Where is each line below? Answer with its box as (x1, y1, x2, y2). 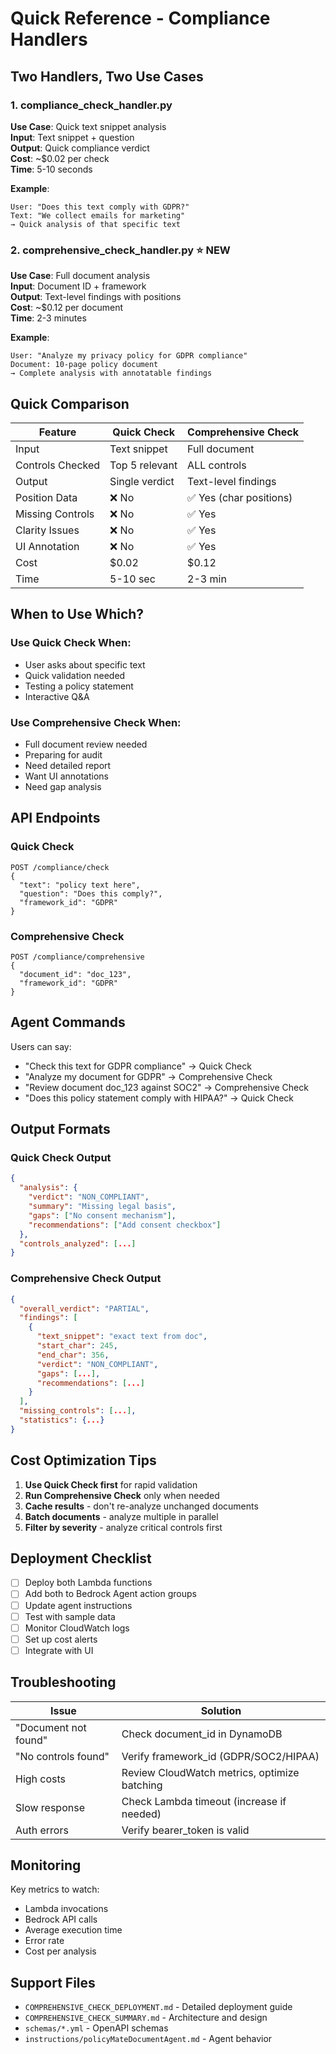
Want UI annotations (24, 770, 109, 782)
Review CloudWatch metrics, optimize (121, 1765, 300, 1779)
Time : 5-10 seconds (10, 163, 93, 175)
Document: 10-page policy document (10, 360, 159, 370)
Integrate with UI (24, 1644, 94, 1656)
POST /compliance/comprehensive (10, 952, 145, 962)
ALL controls (187, 458, 247, 472)
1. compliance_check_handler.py (10, 98, 173, 112)
